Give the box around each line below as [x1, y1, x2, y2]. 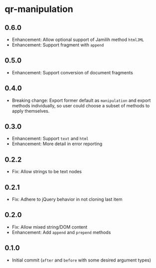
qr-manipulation [4, 3, 73, 15]
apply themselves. [11, 108, 50, 114]
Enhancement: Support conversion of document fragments [11, 69, 133, 75]
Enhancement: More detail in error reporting [11, 141, 103, 147]
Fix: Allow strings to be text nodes [11, 169, 82, 175]
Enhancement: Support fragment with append [11, 42, 104, 48]
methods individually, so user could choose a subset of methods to [11, 102, 150, 108]
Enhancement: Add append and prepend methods [11, 229, 111, 235]
